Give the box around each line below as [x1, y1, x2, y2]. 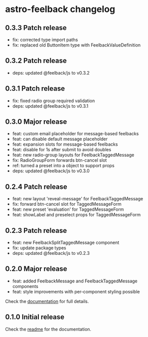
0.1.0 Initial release [5, 313, 65, 321]
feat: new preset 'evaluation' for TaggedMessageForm [12, 206, 124, 212]
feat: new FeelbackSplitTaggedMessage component [12, 239, 120, 246]
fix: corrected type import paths [12, 37, 78, 43]
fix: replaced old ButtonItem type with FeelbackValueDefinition [12, 42, 141, 48]
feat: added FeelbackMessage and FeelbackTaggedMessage [12, 278, 138, 284]
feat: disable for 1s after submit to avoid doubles [12, 147, 111, 153]
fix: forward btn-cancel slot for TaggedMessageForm [12, 201, 122, 207]
